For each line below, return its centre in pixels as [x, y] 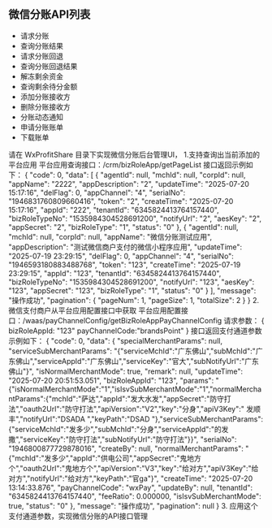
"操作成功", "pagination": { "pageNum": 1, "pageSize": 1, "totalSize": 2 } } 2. [134, 300]
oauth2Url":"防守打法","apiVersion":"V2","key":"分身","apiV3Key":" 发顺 [142, 409]
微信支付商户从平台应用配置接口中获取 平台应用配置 [95, 310]
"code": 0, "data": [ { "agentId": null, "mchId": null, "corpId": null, [138, 175]
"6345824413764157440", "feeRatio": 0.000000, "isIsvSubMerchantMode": [135, 496]
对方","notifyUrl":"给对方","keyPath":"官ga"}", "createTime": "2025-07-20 [131, 478]
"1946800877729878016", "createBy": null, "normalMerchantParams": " [129, 448]
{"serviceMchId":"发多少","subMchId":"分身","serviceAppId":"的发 [119, 429]
